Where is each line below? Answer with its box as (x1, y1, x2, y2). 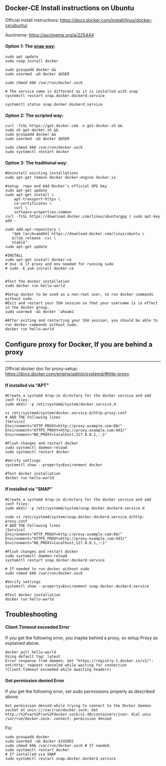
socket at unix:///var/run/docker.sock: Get (5, 708, 98, 713)
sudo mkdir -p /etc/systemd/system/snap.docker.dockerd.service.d (5, 506, 145, 511)
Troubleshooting (5, 610, 58, 618)
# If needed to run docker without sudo (5, 566, 90, 571)
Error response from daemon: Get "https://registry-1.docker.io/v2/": (5, 659, 154, 664)
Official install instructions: (5, 17, 59, 23)
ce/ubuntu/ (5, 22, 28, 28)
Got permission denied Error (5, 677, 65, 683)
